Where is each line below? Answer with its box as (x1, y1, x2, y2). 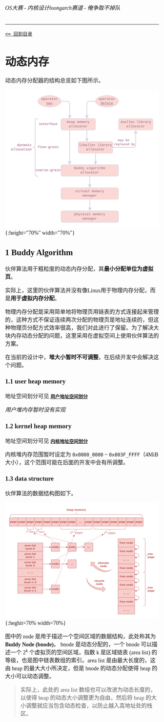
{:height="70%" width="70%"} (5, 230, 75, 237)
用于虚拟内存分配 (10, 295, 55, 302)
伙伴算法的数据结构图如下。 (5, 490, 77, 497)
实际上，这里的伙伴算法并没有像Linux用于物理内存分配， (5, 287, 150, 294)
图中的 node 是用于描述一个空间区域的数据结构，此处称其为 (5, 633, 156, 640)
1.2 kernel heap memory (5, 422, 72, 430)
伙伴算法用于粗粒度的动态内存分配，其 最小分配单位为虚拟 (5, 266, 154, 272)
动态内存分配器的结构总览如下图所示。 (5, 77, 104, 84)
